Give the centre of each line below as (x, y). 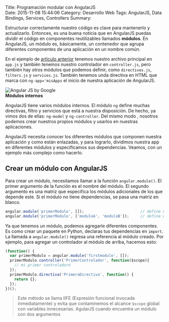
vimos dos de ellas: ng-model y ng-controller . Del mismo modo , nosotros (82, 116)
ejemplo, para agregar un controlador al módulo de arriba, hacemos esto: (81, 242)
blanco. (13, 202)
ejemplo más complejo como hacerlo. (44, 153)
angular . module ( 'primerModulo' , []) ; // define (83, 211)
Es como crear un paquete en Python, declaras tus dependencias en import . (84, 231)
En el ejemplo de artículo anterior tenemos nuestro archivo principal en (79, 59)
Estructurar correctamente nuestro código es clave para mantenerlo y (77, 28)
